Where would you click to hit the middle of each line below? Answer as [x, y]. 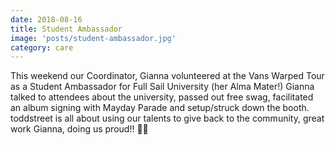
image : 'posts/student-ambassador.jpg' [93, 38]
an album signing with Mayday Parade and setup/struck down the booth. [160, 108]
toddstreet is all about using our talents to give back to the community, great [167, 118]
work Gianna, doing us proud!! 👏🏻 [79, 129]
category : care [42, 47]
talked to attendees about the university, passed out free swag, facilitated [162, 97]
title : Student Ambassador [66, 29]
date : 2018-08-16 [46, 19]
